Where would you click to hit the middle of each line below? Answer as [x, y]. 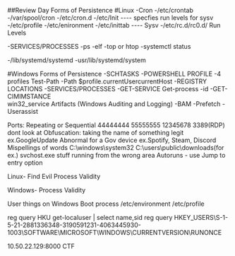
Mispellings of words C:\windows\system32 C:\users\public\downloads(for [116, 147]
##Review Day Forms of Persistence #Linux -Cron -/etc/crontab [101, 10]
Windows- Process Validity [47, 190]
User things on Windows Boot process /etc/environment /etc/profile [106, 204]
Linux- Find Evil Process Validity [54, 176]
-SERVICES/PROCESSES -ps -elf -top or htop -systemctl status [99, 46]
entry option [25, 163]
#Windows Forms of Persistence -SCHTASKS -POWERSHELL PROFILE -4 [114, 74]
